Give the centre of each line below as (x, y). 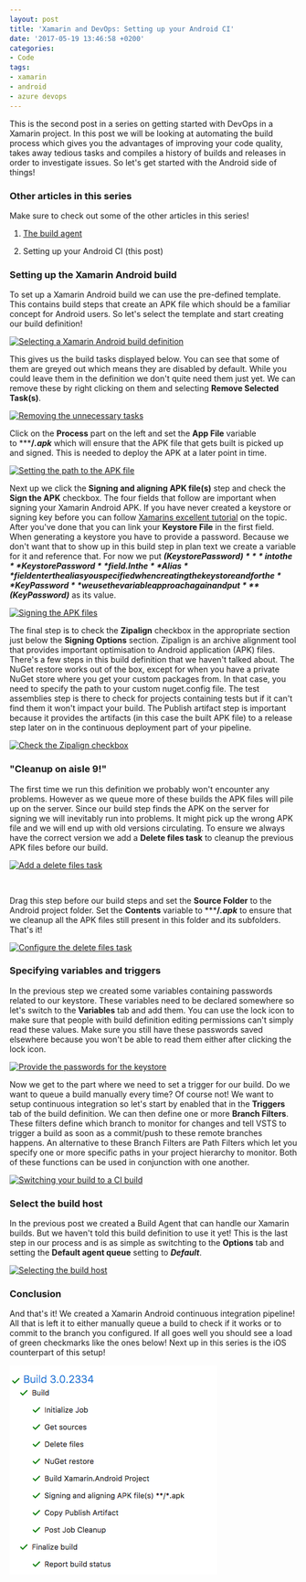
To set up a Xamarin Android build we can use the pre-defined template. (145, 295)
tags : (20, 68)
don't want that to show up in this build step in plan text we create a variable (153, 547)
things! (22, 172)
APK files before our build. (59, 847)
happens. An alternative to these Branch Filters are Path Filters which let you (153, 1142)
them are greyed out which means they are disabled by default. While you (148, 369)
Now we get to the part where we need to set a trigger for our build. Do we (150, 1084)
